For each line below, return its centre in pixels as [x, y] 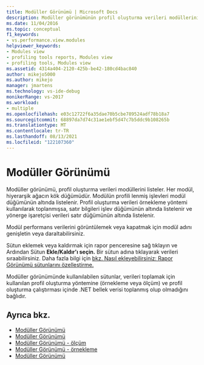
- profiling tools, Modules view [49, 63]
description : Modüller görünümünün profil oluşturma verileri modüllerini [103, 18]
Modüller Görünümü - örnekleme [56, 349]
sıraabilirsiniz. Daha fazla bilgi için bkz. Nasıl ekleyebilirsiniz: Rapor [90, 258]
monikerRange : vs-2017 [35, 97]
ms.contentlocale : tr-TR [38, 131]
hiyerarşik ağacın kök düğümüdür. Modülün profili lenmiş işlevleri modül [96, 196]
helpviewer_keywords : [34, 46]
